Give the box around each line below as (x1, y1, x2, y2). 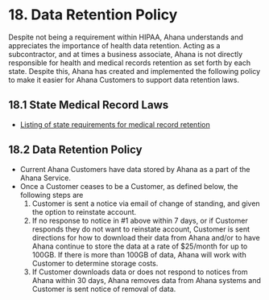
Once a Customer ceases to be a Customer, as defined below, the (19, 181, 238, 191)
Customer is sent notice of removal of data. (31, 284, 176, 294)
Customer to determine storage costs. (31, 258, 159, 268)
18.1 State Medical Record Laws (8, 98, 169, 112)
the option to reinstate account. (31, 207, 137, 216)
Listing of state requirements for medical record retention (19, 119, 211, 129)
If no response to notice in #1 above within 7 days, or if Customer (31, 216, 248, 225)
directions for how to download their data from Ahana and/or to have (31, 232, 260, 242)
